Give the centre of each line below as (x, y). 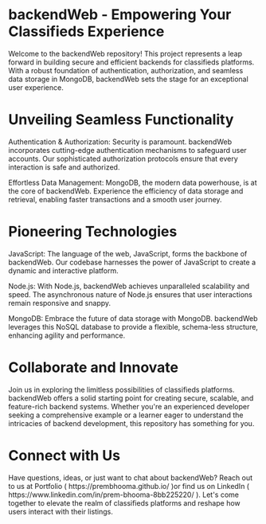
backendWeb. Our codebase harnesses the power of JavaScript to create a (132, 262)
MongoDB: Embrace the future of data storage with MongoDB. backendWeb (133, 318)
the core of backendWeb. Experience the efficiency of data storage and (126, 191)
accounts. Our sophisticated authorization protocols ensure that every (123, 158)
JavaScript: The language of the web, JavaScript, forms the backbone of (128, 253)
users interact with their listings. (61, 511)
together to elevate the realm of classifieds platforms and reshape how (124, 502)
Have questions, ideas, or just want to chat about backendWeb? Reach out (131, 477)
